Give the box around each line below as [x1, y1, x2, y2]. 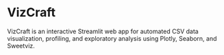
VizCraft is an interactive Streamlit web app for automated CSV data [7, 27, 199, 35]
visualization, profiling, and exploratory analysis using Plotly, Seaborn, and [7, 34, 217, 42]
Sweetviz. [7, 41, 36, 50]
